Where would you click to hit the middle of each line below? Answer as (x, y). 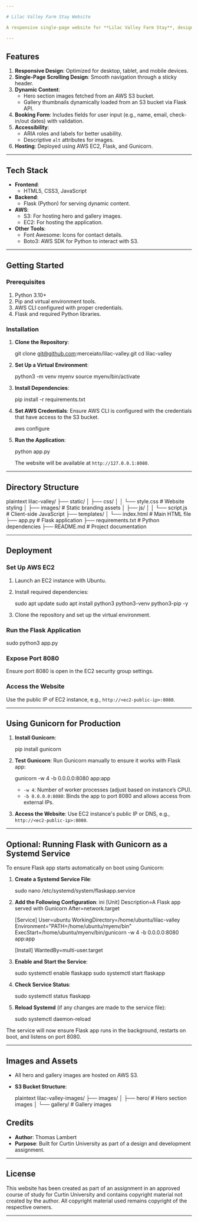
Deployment (29, 551)
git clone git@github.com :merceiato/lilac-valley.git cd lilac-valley (93, 354)
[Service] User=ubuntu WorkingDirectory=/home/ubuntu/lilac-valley (97, 920)
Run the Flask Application (44, 630)
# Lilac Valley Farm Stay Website (49, 17)
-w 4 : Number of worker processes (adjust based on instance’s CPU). (108, 790)
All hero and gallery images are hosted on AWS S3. (76, 1075)
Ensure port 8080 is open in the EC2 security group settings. (80, 671)
